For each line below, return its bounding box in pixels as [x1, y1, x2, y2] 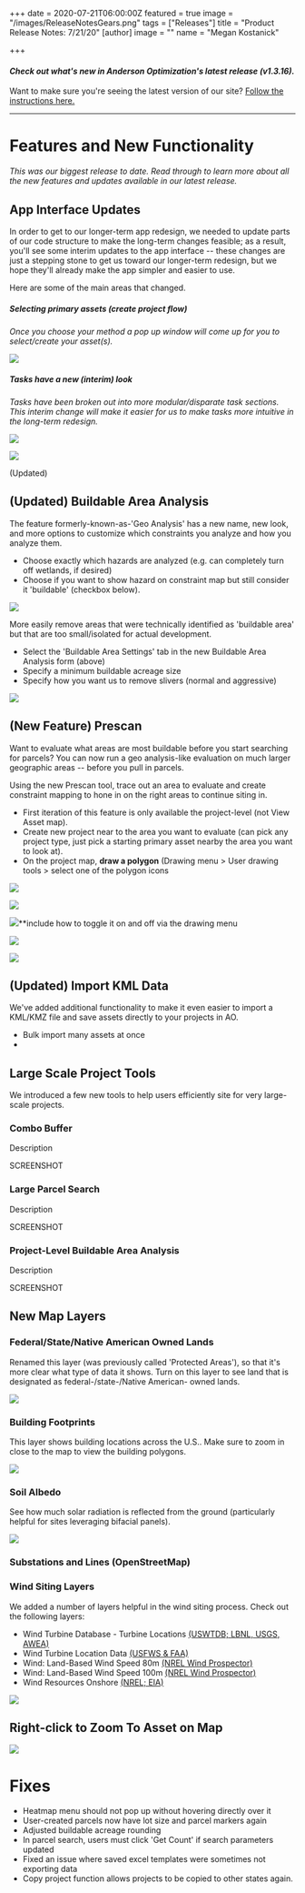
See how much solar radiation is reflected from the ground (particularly [9, 1506, 275, 1517]
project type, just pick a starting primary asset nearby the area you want [22, 836, 293, 847]
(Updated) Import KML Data [9, 978, 170, 993]
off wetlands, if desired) [22, 564, 113, 576]
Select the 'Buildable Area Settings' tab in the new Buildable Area [22, 646, 267, 657]
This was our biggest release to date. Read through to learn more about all [9, 166, 290, 176]
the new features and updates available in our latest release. [9, 176, 238, 186]
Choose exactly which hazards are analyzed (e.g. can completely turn [22, 555, 284, 566]
